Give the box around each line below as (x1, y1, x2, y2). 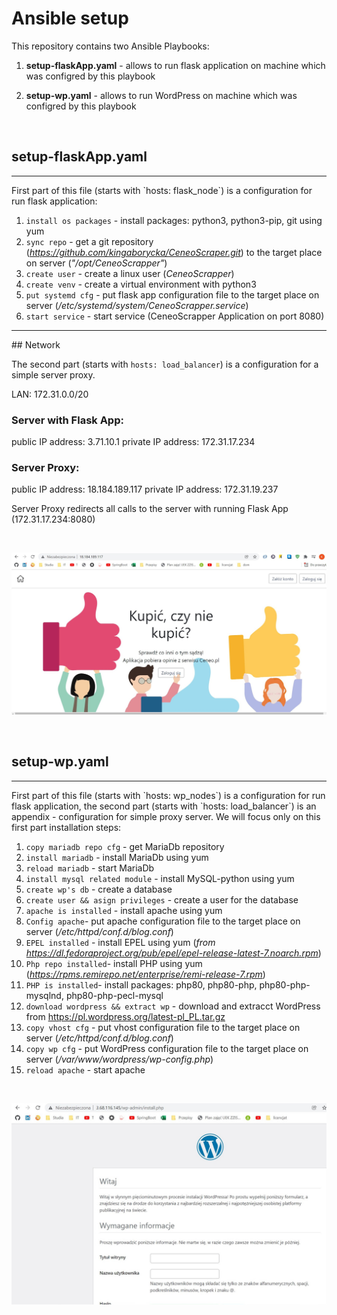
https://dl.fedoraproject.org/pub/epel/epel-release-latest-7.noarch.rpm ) (25, 947, 322, 959)
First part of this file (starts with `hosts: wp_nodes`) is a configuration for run (11, 789, 326, 801)
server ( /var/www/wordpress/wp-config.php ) (25, 1053, 214, 1065)
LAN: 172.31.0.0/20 (11, 388, 89, 400)
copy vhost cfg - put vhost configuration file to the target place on (25, 1021, 301, 1033)
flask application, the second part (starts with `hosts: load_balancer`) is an (11, 800, 317, 812)
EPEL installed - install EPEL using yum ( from (25, 936, 216, 948)
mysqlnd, (25, 989, 64, 1001)
